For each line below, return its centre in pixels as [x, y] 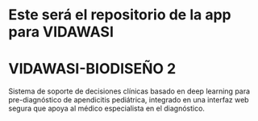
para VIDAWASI [61, 32]
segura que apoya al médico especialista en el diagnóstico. [107, 108]
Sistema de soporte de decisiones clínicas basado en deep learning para [129, 91]
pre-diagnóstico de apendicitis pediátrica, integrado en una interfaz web [129, 100]
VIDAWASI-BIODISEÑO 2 [92, 69]
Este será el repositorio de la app [120, 15]
